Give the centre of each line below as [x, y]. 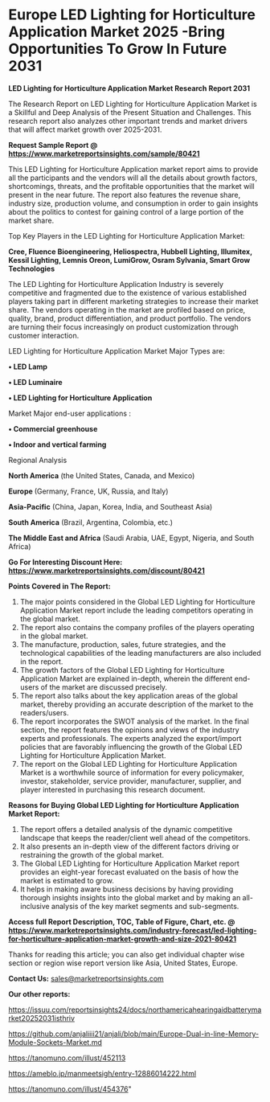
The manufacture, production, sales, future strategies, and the [123, 644]
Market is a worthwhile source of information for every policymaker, [132, 772]
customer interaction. [44, 335]
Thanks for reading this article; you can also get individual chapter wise [127, 954]
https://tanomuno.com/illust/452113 [67, 1058]
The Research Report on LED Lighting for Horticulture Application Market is [133, 104]
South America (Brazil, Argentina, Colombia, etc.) [91, 522]
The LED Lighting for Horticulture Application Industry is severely [116, 284]
